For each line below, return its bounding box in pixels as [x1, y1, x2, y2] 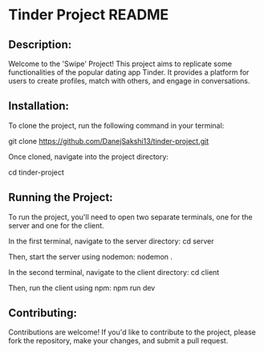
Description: [8, 38, 72, 51]
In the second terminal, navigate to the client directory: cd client [8, 267, 220, 277]
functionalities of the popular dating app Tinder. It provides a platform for [8, 68, 250, 77]
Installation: [8, 99, 70, 113]
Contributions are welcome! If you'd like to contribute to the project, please [8, 327, 257, 337]
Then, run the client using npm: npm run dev [8, 283, 156, 293]
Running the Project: [8, 191, 114, 204]
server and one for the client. [8, 220, 104, 230]
